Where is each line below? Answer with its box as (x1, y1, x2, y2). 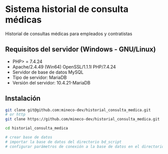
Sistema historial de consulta (5, 3, 128, 15)
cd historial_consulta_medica (5, 126, 68, 131)
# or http (5, 112, 26, 117)
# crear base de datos (5, 135, 52, 140)
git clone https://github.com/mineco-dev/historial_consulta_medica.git (5, 116, 160, 122)
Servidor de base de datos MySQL (12, 69, 84, 75)
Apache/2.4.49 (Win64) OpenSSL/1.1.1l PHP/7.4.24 (12, 63, 116, 69)
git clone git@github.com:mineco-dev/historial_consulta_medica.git (5, 107, 151, 112)
